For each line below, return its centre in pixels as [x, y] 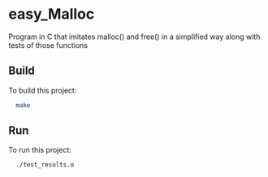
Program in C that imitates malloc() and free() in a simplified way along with [134, 37]
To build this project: [43, 90]
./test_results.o [45, 165]
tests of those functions [48, 45]
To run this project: [40, 150]
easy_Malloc [52, 14]
